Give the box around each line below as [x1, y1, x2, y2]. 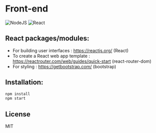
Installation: [5, 78, 44, 87]
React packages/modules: [5, 34, 90, 43]
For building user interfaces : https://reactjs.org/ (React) [12, 47, 129, 53]
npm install [5, 91, 30, 96]
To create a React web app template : [12, 53, 91, 59]
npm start [5, 96, 26, 101]
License [5, 110, 31, 118]
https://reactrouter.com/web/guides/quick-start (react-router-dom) [12, 58, 152, 64]
